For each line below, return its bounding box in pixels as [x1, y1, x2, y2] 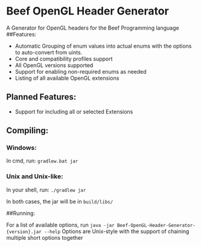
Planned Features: [6, 92, 77, 102]
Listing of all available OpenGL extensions [14, 74, 120, 82]
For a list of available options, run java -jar [6, 221, 115, 228]
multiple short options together [6, 234, 83, 241]
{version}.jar [6, 228, 42, 235]
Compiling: [6, 126, 49, 136]
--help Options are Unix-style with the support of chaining [44, 228, 190, 235]
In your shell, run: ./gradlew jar [6, 186, 86, 193]
